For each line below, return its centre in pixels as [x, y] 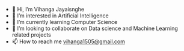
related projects [31, 35]
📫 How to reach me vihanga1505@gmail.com [68, 41]
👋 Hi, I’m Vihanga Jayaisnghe [48, 9]
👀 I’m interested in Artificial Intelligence [60, 16]
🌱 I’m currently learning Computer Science [65, 22]
